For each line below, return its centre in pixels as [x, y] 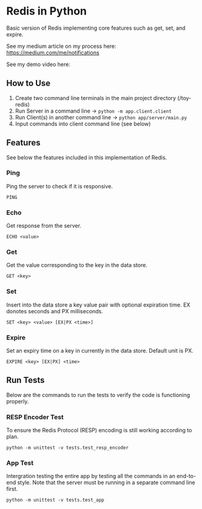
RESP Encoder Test [35, 417]
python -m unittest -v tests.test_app [55, 500]
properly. [18, 401]
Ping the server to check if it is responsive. [60, 186]
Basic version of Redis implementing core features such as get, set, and [96, 28]
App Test [20, 463]
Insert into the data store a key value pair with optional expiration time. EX [98, 305]
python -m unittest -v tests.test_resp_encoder [68, 448]
